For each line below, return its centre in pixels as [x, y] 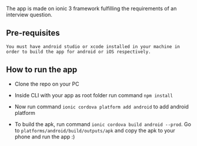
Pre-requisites [33, 33]
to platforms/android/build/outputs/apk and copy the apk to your [95, 130]
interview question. [29, 15]
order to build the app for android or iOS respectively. [79, 52]
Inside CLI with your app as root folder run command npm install [94, 95]
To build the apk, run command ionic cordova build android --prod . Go [103, 124]
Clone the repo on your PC [47, 84]
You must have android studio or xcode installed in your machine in [93, 46]
